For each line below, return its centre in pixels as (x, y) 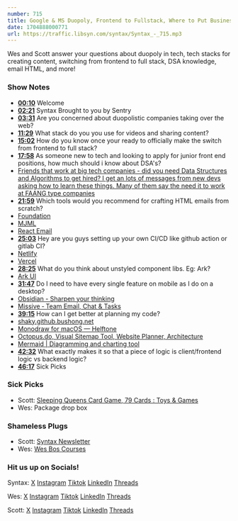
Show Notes (29, 87)
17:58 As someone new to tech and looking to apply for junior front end (121, 155)
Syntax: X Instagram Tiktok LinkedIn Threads (73, 483)
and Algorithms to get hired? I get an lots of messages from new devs (119, 178)
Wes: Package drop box (52, 408)
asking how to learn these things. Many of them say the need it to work (121, 186)
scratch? (30, 208)
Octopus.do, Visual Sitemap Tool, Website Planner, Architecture (110, 336)
